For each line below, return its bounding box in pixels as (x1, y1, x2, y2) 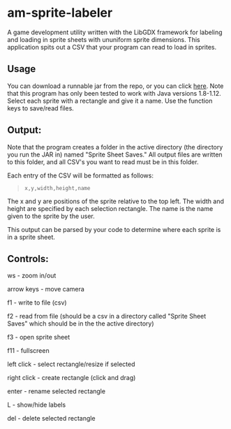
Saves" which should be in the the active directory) (7, 319, 154, 328)
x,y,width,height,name (24, 184, 91, 191)
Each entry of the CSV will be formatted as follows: (7, 171, 154, 180)
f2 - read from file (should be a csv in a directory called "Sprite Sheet (7, 312, 207, 321)
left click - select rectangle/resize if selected (7, 360, 135, 368)
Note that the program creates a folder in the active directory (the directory (7, 143, 223, 151)
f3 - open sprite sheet (7, 333, 70, 342)
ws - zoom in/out (7, 271, 57, 280)
